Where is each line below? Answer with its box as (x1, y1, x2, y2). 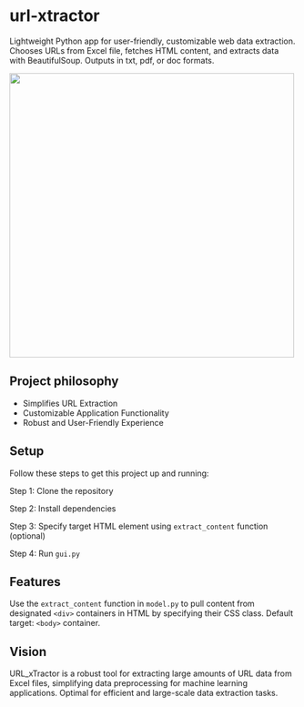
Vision (9, 643, 47, 660)
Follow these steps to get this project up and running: (9, 468, 209, 479)
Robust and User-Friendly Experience (22, 417, 164, 428)
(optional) (9, 530, 46, 541)
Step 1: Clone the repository (9, 485, 114, 496)
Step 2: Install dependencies (9, 502, 117, 514)
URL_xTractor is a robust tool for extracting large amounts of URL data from (9, 668, 293, 679)
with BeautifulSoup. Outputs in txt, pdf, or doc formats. (9, 55, 215, 66)
